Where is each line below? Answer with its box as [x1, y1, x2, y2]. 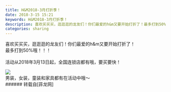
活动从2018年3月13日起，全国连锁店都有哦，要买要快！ [5, 59, 121, 65]
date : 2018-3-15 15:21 [5, 12, 53, 17]
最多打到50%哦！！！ [5, 47, 51, 53]
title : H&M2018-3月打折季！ [5, 7, 61, 13]
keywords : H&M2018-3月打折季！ [5, 17, 68, 22]
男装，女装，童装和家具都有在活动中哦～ [5, 75, 90, 81]
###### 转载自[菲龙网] [5, 81, 54, 87]
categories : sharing [5, 26, 49, 32]
